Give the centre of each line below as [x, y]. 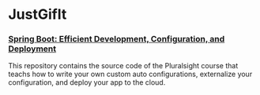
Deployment [32, 49]
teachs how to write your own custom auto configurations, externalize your [130, 74]
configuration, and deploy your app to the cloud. [87, 82]
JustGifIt [38, 15]
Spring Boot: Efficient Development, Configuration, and [117, 39]
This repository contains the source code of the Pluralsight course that [123, 66]
